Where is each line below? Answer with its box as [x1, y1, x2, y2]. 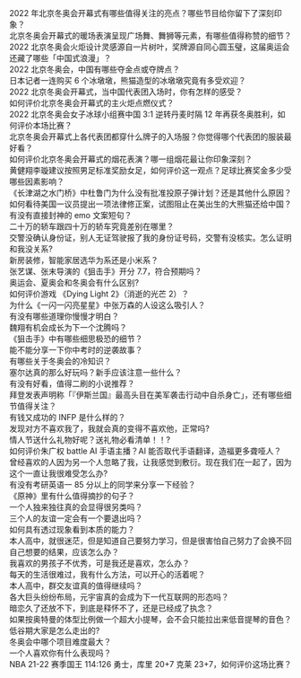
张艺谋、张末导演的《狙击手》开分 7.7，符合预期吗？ [9, 266, 202, 277]
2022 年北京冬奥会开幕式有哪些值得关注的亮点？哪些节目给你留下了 [9, 8, 259, 18]
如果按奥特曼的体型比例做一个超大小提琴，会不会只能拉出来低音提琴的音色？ [9, 614, 292, 624]
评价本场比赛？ [16, 120, 73, 130]
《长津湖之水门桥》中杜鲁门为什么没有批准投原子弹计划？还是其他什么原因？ [9, 188, 292, 198]
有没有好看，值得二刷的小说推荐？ [9, 378, 135, 389]
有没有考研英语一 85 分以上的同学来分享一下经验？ [9, 480, 196, 489]
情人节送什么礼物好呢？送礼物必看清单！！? [9, 435, 171, 445]
